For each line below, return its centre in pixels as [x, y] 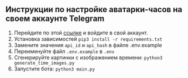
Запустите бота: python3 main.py [54, 69]
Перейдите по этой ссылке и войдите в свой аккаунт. [81, 33]
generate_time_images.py [44, 63]
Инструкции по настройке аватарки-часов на [94, 10]
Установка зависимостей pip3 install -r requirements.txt [88, 39]
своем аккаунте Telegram [55, 19]
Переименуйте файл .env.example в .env [64, 51]
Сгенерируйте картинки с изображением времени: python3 [88, 57]
